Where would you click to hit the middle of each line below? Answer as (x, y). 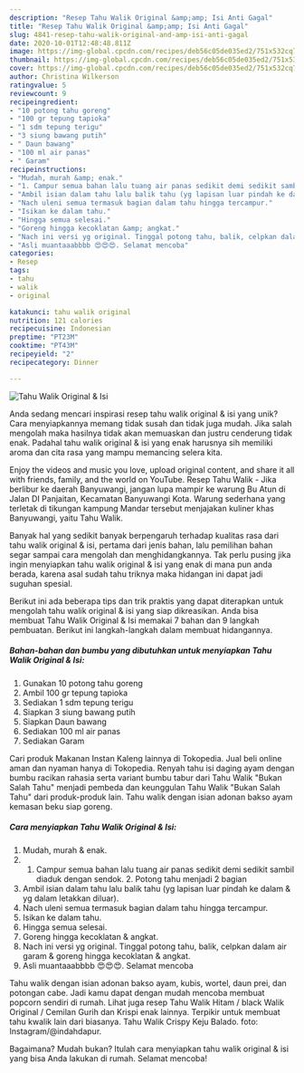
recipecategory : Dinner (54, 362)
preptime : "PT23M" (44, 337)
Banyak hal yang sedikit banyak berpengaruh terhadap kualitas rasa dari (144, 535)
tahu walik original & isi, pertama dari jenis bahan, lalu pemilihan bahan (141, 545)
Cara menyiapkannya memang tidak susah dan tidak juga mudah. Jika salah (151, 423)
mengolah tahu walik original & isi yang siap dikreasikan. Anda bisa (134, 610)
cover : (22, 69)
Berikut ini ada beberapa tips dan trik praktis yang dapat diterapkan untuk (147, 601)
